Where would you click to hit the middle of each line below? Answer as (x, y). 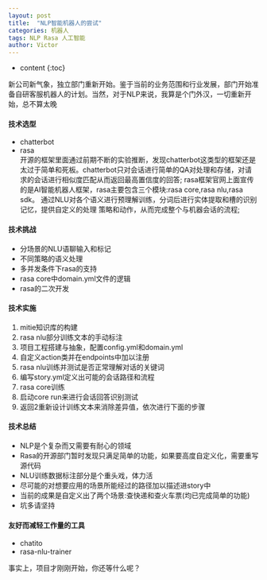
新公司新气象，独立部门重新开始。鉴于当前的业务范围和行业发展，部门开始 (130, 84)
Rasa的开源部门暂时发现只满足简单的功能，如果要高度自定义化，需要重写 (139, 455)
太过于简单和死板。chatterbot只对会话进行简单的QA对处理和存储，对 (132, 170)
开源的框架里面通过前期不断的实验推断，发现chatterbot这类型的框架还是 (138, 160)
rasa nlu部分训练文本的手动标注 (71, 337)
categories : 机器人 (39, 30)
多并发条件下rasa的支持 (58, 268)
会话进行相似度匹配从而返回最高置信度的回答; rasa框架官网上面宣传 (144, 180)
